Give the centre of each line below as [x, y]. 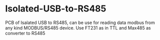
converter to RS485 [25, 33]
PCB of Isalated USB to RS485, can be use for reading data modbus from [80, 22]
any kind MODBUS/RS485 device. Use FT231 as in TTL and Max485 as [78, 27]
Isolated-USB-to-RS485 [56, 9]
